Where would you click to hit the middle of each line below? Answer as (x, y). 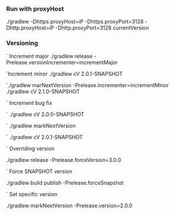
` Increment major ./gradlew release (49, 56)
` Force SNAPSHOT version (39, 171)
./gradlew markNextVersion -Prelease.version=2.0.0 (69, 206)
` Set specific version (32, 194)
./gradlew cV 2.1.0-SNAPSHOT (43, 91)
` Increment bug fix (29, 102)
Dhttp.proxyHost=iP (30, 28)
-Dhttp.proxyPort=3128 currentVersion (102, 28)
